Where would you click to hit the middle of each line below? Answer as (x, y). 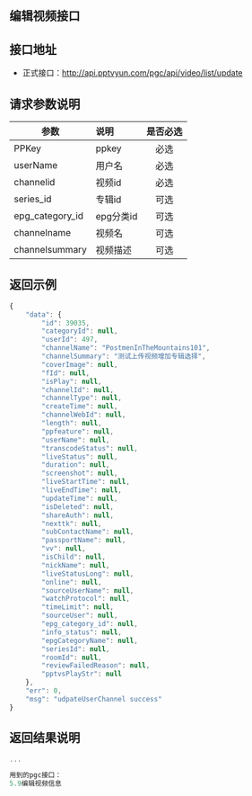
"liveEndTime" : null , (82, 490)
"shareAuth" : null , (78, 515)
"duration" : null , (76, 465)
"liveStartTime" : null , (86, 482)
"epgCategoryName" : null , (90, 640)
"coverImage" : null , (80, 364)
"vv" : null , (64, 549)
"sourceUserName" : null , (88, 590)
